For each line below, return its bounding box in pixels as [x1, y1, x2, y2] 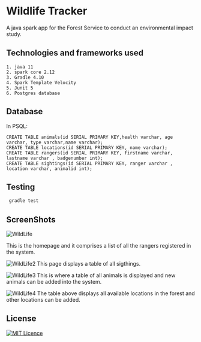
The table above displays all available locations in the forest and [37, 290, 195, 297]
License [6, 314, 37, 324]
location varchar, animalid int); [6, 165, 93, 172]
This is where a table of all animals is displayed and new [37, 272, 176, 279]
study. [6, 30, 22, 37]
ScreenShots [6, 215, 56, 225]
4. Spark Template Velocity [6, 79, 77, 85]
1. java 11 [6, 64, 34, 70]
